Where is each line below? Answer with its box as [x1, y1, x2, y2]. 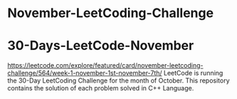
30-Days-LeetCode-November [7, 38, 194, 54]
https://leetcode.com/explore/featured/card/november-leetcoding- [7, 61, 204, 70]
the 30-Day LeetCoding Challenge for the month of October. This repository [7, 76, 230, 85]
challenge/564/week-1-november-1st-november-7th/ [7, 69, 162, 78]
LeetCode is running [163, 69, 223, 78]
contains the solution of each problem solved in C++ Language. [7, 84, 194, 93]
